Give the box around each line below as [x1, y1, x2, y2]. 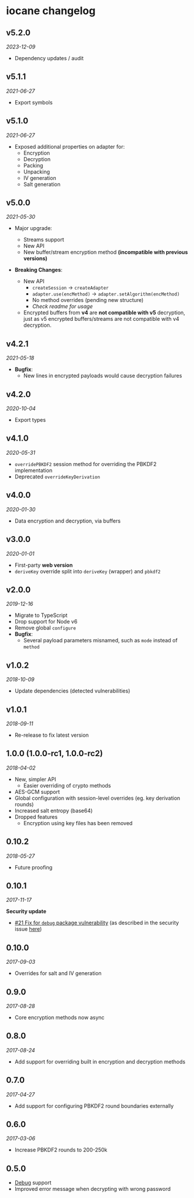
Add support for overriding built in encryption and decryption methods [14, 1058, 186, 1065]
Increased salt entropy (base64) [14, 807, 93, 814]
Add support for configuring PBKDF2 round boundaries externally [14, 1102, 174, 1110]
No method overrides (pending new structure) [32, 297, 144, 304]
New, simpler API [14, 776, 56, 783]
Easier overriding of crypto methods [23, 782, 111, 789]
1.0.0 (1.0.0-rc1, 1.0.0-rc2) [6, 749, 103, 759]
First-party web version [14, 562, 73, 569]
